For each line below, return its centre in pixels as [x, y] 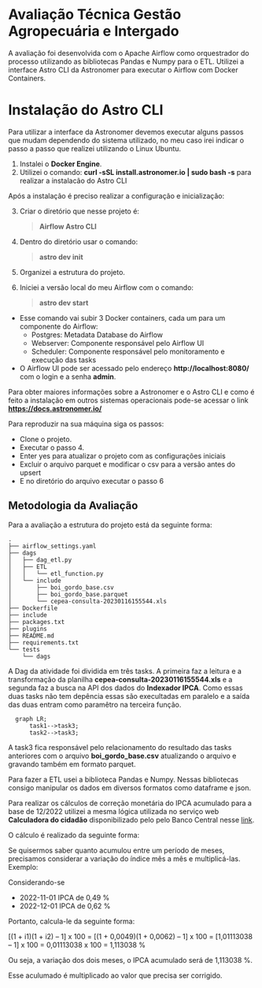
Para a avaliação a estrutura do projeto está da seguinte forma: [110, 525]
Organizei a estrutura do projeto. [72, 272]
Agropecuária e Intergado [94, 31]
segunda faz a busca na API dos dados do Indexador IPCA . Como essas [125, 688]
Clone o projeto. [46, 439]
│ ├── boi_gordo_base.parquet [68, 594]
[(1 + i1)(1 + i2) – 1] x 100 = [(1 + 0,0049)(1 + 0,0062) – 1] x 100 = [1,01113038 [131, 936]
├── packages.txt [37, 622]
